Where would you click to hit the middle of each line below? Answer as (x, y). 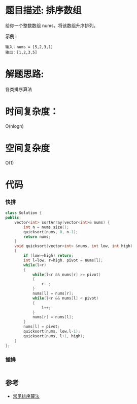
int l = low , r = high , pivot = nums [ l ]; (63, 260)
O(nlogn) (14, 126)
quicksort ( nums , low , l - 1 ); (52, 332)
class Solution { (24, 213)
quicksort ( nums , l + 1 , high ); (54, 336)
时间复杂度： (32, 112)
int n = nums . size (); (46, 227)
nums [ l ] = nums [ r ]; (53, 293)
